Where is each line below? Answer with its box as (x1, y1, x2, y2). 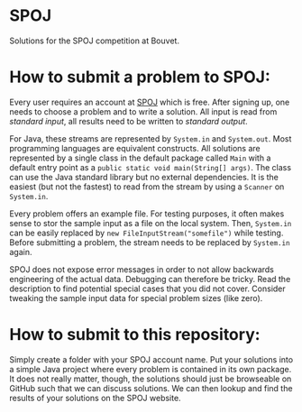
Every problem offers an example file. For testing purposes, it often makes (9, 208, 285, 219)
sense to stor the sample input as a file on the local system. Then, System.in (9, 217, 292, 228)
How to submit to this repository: (9, 325, 261, 345)
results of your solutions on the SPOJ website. (9, 392, 182, 403)
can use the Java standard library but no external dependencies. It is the (9, 171, 279, 182)
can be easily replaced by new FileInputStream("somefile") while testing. (9, 227, 284, 238)
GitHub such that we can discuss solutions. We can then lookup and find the (9, 382, 293, 393)
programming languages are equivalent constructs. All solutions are (9, 142, 261, 153)
